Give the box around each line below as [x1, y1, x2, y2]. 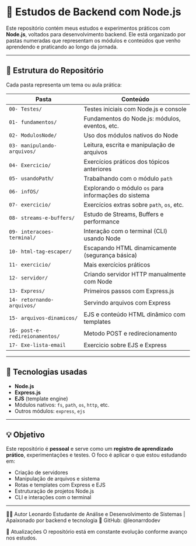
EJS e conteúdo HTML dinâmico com [83, 310, 185, 318]
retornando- [20, 296, 54, 303]
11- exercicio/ [9, 261, 51, 268]
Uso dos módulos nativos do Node [83, 131, 178, 139]
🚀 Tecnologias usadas [6, 367, 87, 377]
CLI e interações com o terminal [14, 494, 92, 501]
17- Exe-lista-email [9, 341, 66, 348]
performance [83, 217, 120, 226]
